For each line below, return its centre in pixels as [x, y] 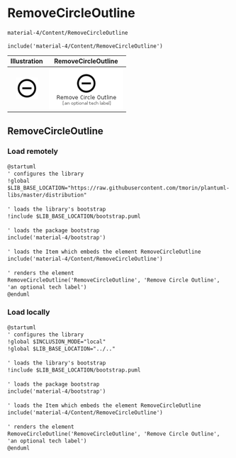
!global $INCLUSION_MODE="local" [57, 342]
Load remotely [33, 151]
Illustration [27, 61]
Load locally [29, 312]
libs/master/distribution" [47, 195]
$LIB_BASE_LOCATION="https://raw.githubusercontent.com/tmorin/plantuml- [119, 188]
